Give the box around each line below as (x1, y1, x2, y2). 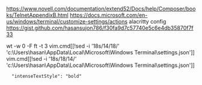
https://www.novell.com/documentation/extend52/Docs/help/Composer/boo (6, 5, 196, 12)
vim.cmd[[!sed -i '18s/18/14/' (6, 55, 77, 62)
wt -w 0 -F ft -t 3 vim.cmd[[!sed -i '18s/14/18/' (6, 42, 120, 49)
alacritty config (129, 18, 167, 25)
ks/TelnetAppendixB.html (6, 11, 69, 19)
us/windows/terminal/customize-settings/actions (6, 18, 128, 25)
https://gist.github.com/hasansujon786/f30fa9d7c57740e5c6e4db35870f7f (6, 24, 194, 31)
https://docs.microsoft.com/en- (70, 11, 148, 19)
